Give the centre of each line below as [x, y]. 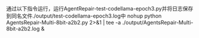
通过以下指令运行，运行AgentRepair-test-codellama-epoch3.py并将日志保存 [100, 8]
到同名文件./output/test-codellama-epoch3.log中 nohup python [84, 16]
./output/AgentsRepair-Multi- [158, 23]
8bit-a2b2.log [23, 29]
